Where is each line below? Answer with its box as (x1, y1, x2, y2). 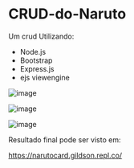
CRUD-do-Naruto (8, 5, 127, 23)
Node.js (19, 47, 47, 56)
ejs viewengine (19, 72, 70, 82)
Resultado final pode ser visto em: (8, 134, 121, 145)
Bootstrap (19, 55, 53, 65)
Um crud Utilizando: (8, 31, 75, 41)
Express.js (19, 64, 55, 73)
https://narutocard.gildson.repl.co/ (8, 150, 123, 160)
